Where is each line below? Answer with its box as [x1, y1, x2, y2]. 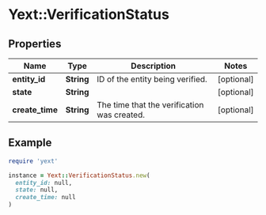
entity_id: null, [15, 179, 73, 187]
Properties [8, 37, 62, 51]
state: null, [15, 186, 59, 194]
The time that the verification [97, 100, 204, 110]
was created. [97, 109, 145, 120]
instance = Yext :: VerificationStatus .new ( [8, 172, 150, 179]
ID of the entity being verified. [97, 74, 207, 85]
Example [8, 136, 52, 149]
